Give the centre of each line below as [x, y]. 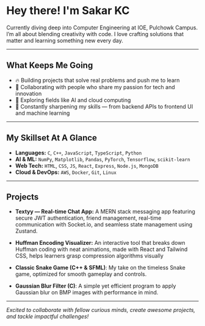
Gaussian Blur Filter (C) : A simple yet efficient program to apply [95, 286]
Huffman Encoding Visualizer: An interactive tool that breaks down [100, 243]
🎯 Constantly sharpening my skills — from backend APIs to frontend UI [104, 106]
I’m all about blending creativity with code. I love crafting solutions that [95, 34]
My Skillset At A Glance [52, 138]
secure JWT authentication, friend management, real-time [88, 218]
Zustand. [26, 231]
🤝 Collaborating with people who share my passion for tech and [95, 87]
